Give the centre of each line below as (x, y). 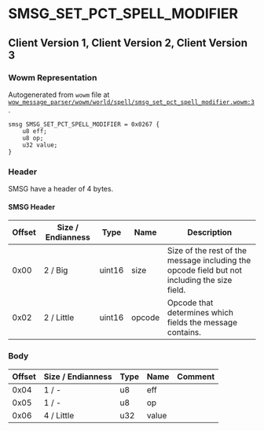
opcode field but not (205, 270)
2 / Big (56, 270)
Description (210, 232)
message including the (209, 261)
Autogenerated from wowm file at (59, 95)
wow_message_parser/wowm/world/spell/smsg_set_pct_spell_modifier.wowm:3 (132, 102)
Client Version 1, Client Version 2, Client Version (128, 43)
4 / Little (59, 415)
